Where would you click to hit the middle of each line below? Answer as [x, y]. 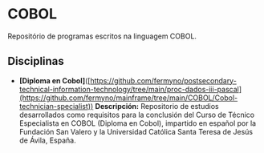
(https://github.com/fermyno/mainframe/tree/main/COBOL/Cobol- [128, 98]
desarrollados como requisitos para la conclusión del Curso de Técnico [136, 115]
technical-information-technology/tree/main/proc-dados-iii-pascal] [130, 89]
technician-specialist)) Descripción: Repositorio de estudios [119, 106]
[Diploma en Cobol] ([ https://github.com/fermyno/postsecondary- [128, 80]
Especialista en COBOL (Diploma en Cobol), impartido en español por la [138, 123]
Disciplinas [36, 61]
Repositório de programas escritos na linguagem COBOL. [102, 36]
